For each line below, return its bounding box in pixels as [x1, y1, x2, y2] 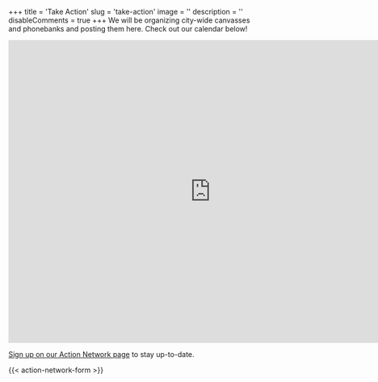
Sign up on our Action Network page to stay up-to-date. [8, 350, 195, 359]
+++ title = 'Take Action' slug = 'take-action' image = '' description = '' [8, 7, 244, 16]
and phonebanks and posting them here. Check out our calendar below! [8, 24, 248, 33]
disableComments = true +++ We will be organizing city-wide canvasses [8, 15, 250, 25]
